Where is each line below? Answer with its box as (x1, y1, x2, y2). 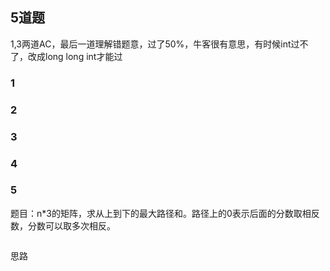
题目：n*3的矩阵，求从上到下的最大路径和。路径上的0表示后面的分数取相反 (10, 207, 320, 219)
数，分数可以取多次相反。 (10, 219, 116, 232)
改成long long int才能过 (27, 50, 123, 62)
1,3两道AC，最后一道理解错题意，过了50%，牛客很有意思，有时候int (10, 38, 292, 50)
